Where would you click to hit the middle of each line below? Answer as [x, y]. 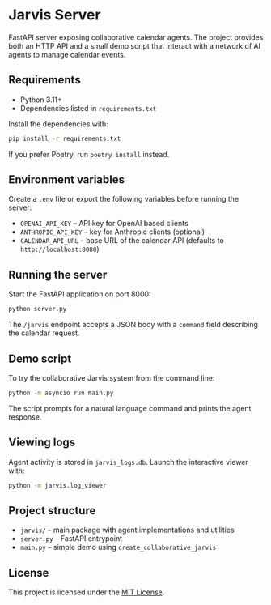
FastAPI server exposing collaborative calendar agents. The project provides [136, 37]
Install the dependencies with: [58, 124]
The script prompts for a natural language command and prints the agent [130, 408]
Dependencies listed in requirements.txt [88, 108]
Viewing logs [42, 443]
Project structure [52, 511]
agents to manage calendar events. [67, 54]
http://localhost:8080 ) [59, 249]
